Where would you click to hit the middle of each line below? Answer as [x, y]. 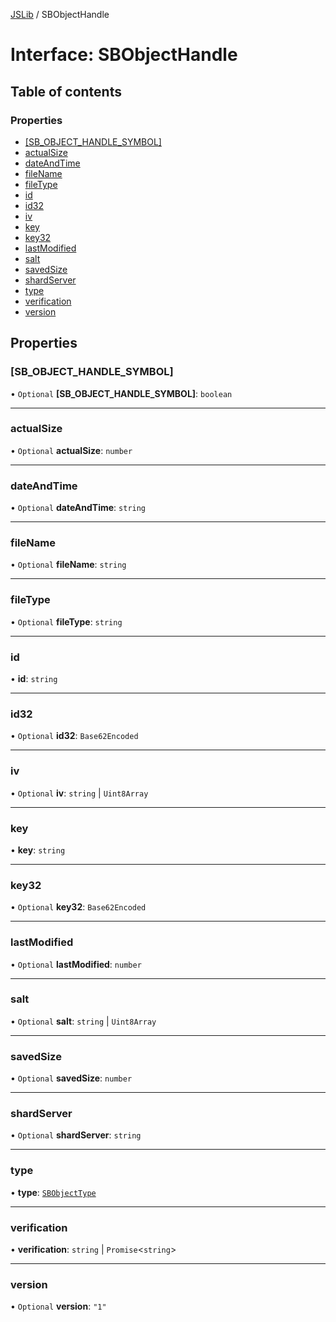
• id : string [34, 679]
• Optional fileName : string [68, 565]
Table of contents [66, 91]
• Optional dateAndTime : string [78, 508]
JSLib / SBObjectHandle [60, 14]
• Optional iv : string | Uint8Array [79, 793]
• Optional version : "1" [58, 1306]
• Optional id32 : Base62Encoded [74, 736]
